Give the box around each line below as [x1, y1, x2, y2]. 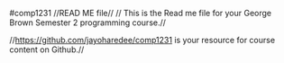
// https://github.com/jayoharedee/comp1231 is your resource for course [9, 35, 276, 45]
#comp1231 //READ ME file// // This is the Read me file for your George [9, 8, 272, 18]
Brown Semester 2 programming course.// [9, 17, 167, 28]
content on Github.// [9, 44, 85, 55]
